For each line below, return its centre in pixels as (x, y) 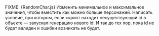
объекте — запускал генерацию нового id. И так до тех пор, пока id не (80, 23)
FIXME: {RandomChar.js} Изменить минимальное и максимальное (75, 7)
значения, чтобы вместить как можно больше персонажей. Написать (79, 12)
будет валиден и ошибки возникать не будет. (53, 28)
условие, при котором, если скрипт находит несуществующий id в (76, 18)
